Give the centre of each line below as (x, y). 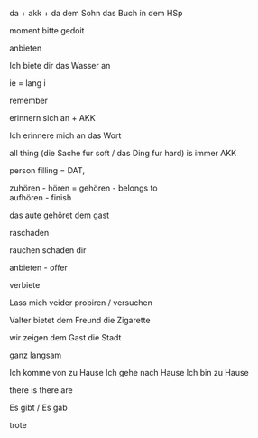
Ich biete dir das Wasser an (60, 65)
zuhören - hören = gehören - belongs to (83, 188)
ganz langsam (36, 355)
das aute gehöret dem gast (60, 215)
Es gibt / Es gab (38, 407)
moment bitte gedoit (47, 30)
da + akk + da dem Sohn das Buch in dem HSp (96, 13)
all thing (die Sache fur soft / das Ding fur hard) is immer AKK (123, 153)
